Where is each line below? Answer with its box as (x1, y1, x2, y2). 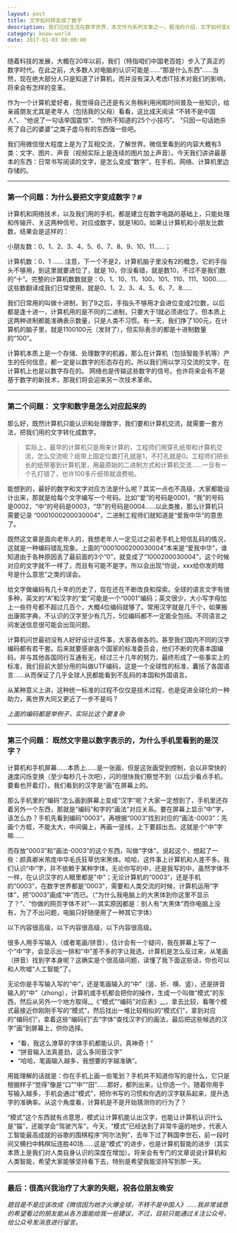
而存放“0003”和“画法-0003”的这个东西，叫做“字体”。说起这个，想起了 (7, 847, 212, 855)
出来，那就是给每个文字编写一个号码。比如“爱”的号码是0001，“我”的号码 (13, 493, 224, 501)
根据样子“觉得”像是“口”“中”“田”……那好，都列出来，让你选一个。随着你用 (7, 1080, 219, 1089)
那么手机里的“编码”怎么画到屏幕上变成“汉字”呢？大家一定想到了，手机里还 (7, 796, 222, 805)
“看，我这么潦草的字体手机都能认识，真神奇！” (17, 1039, 154, 1047)
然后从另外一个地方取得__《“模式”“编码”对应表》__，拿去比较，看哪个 (19, 997, 221, 1006)
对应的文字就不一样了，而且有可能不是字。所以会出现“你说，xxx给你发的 (7, 561, 219, 569)
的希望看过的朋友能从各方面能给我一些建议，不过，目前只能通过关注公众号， (7, 1209, 230, 1218)
